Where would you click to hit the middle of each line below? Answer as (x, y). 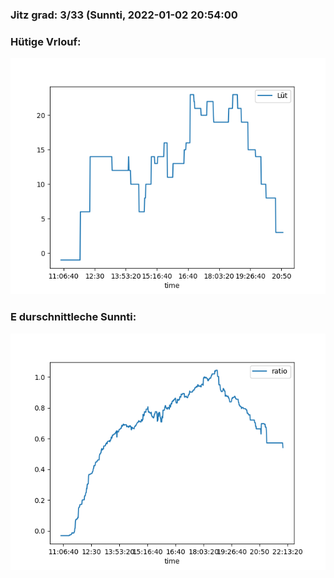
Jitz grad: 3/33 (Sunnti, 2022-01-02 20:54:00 (124, 15)
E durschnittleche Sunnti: (73, 317)
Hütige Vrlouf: (46, 41)
